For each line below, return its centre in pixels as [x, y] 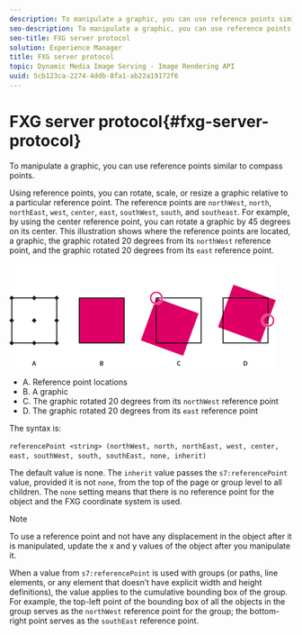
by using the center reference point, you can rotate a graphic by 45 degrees [150, 222]
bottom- [265, 611]
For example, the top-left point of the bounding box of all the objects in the [147, 601]
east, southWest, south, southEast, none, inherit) [108, 456]
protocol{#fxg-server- [184, 122]
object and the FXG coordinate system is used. [96, 501]
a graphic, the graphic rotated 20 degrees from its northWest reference [140, 240]
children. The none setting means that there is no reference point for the [142, 492]
